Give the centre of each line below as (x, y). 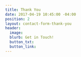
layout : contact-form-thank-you (38, 24)
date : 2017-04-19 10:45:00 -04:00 (41, 14)
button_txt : (22, 42)
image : (16, 33)
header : (13, 28)
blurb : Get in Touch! (32, 38)
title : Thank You (23, 10)
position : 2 (17, 19)
